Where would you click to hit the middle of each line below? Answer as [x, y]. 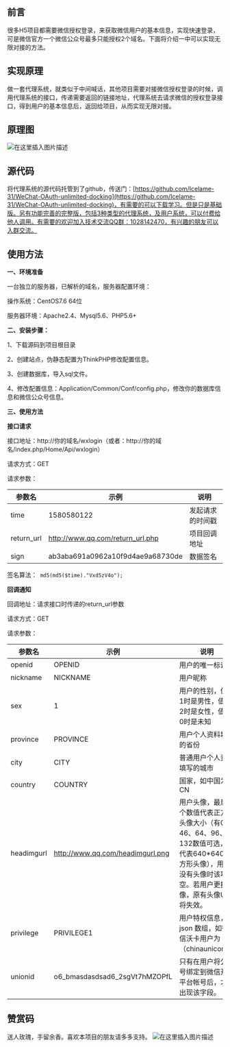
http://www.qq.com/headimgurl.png [112, 854]
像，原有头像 [200, 895]
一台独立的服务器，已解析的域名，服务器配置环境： [79, 287]
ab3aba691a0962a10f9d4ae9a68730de [115, 556]
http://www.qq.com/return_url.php [103, 538]
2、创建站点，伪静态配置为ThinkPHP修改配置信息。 [80, 359]
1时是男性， [199, 701]
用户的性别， [200, 691]
